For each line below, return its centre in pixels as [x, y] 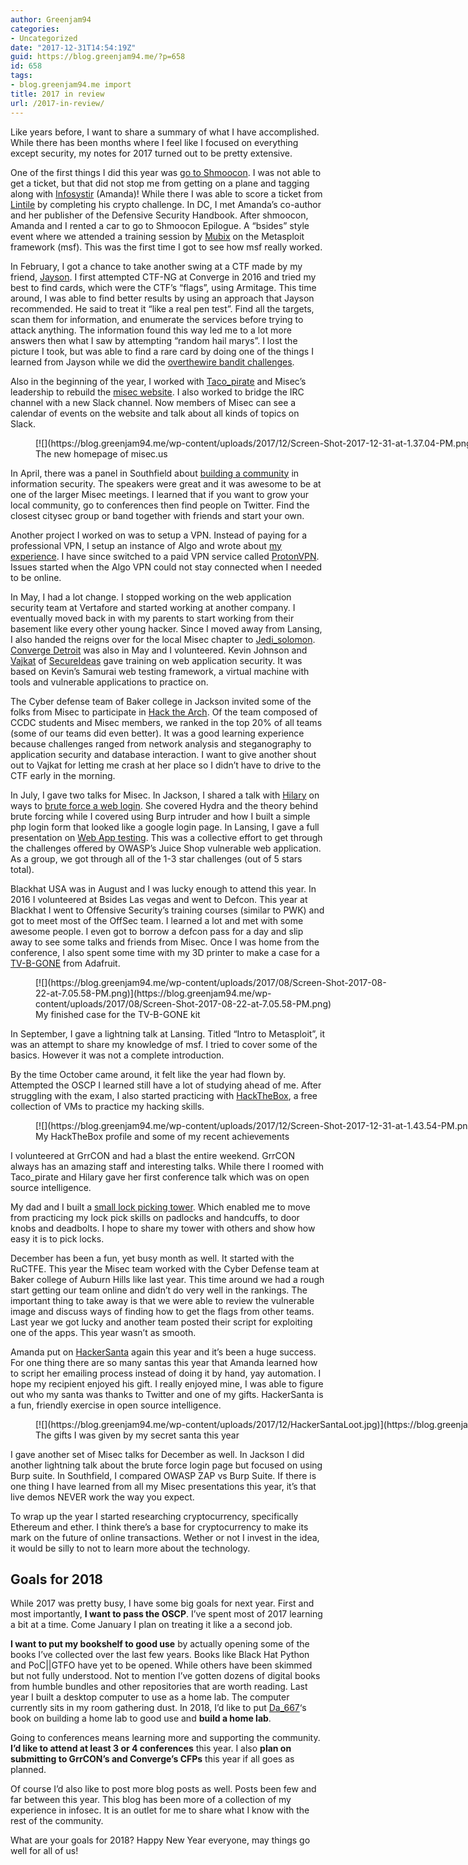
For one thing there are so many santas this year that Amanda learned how [164, 1362]
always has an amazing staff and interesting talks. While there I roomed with [167, 1166]
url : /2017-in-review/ [57, 103]
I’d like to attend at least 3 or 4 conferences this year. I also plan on [151, 1748]
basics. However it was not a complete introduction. [117, 1055]
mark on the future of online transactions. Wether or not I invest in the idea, [165, 1537]
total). [22, 869]
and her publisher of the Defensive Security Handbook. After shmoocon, [159, 215]
